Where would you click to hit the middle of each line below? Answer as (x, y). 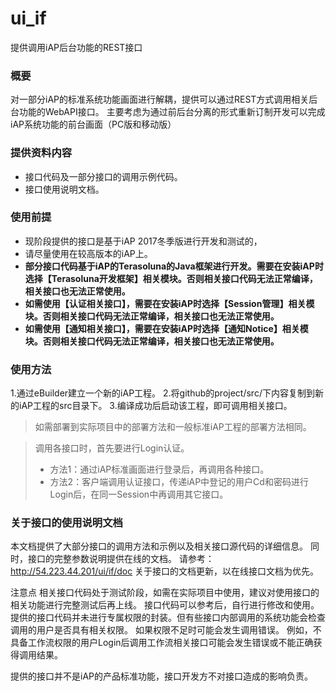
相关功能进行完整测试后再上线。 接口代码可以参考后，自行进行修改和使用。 (165, 605)
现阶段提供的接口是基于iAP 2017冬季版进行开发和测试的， (143, 241)
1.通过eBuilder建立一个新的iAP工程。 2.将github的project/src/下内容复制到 (162, 393)
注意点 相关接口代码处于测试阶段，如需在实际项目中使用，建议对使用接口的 (165, 593)
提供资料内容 (41, 153)
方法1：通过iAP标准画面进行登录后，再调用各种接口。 (159, 469)
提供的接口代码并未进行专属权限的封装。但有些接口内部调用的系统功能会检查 (168, 618)
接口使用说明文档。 (64, 189)
